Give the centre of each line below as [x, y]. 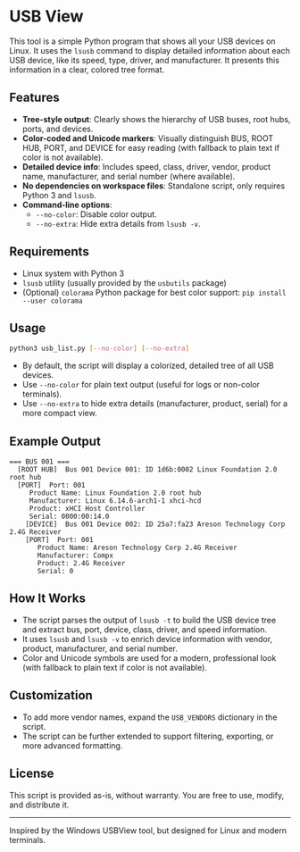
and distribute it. [39, 805]
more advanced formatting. [72, 745]
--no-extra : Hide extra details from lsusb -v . [118, 223]
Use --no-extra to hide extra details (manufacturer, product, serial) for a [155, 404]
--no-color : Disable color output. [96, 214]
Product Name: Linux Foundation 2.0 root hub [115, 493]
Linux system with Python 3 [73, 273]
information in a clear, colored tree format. [87, 70]
